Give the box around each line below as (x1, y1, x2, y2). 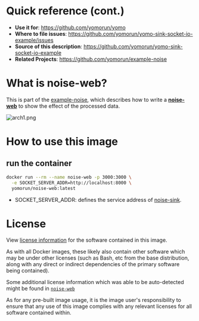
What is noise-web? (6, 76, 107, 90)
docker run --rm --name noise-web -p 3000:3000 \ (6, 174, 132, 180)
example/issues (14, 36, 54, 43)
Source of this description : (14, 43, 82, 50)
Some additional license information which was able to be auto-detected (6, 279, 184, 286)
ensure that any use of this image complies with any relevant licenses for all (6, 303, 192, 310)
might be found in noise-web (6, 285, 75, 292)
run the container (6, 158, 73, 169)
